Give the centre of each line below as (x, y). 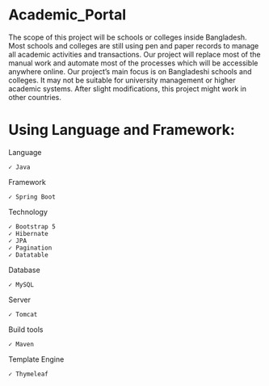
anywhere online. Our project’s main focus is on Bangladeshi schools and (130, 71)
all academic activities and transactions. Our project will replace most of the (134, 54)
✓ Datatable (28, 255)
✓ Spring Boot (32, 197)
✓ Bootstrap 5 (32, 227)
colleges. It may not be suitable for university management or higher (122, 80)
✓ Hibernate (28, 233)
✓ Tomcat (23, 314)
